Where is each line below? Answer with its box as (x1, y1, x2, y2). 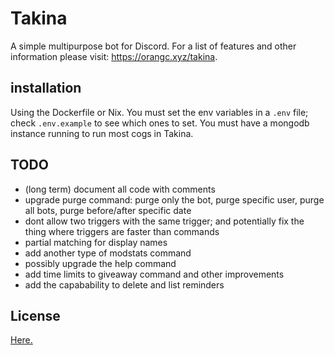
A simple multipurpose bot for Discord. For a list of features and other (10, 40, 297, 52)
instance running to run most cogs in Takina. (10, 127, 194, 139)
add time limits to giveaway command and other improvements (24, 268, 285, 280)
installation (10, 80, 82, 97)
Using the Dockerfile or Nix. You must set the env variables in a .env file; (10, 106, 309, 118)
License (10, 307, 61, 324)
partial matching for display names (24, 236, 168, 248)
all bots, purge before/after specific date (24, 204, 192, 216)
